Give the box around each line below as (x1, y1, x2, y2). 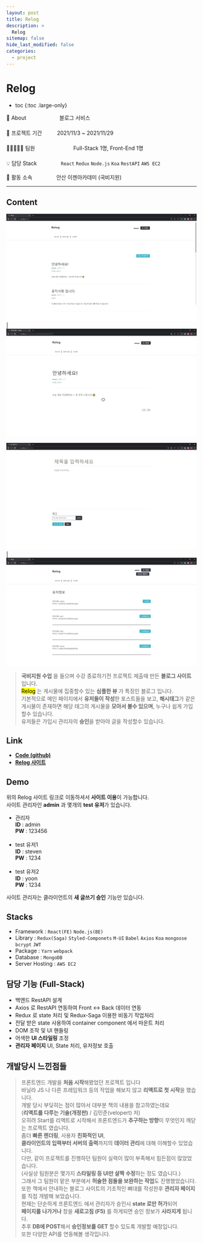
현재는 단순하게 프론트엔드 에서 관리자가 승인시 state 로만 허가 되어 (21, 1200, 178, 1207)
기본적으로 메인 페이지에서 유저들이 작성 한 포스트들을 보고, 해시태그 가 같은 (21, 695, 195, 702)
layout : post (6, 10, 39, 16)
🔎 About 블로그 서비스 (6, 114, 91, 121)
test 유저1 (14, 841, 38, 849)
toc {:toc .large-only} (14, 101, 68, 109)
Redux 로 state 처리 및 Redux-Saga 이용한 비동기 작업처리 (14, 1011, 154, 1019)
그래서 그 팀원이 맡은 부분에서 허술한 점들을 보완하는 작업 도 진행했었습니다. (21, 1177, 196, 1184)
